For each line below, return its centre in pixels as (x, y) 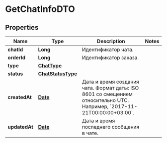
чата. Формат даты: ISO (110, 88)
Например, (95, 106)
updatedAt (21, 127)
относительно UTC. (105, 100)
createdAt (20, 97)
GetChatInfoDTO (40, 9)
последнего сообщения (111, 127)
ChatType (50, 66)
